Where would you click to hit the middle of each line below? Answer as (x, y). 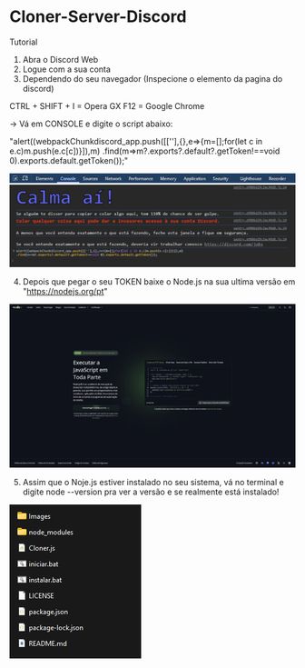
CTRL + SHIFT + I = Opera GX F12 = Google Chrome (107, 105)
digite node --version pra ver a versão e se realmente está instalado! (151, 492)
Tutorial (24, 42)
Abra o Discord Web (60, 59)
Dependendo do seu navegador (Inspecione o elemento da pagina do (152, 78)
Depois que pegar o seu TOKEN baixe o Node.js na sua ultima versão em (159, 282)
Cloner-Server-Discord (98, 17)
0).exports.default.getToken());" (69, 160)
